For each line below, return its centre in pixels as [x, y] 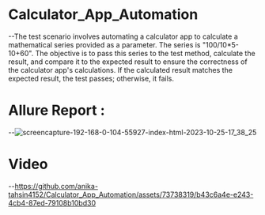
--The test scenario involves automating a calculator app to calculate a [123, 36]
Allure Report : [57, 110]
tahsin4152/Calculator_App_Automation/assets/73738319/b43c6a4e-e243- [131, 194]
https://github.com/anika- [57, 186]
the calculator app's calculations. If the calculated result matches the [121, 70]
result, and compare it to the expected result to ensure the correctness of [128, 62]
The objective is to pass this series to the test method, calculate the [145, 53]
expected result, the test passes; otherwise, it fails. [91, 78]
